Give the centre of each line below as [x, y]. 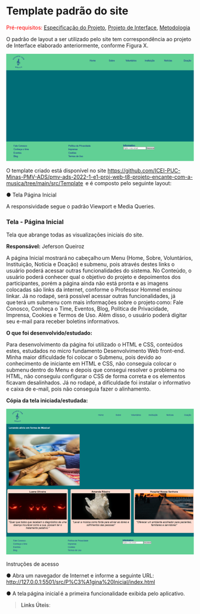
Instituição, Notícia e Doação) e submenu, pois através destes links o [90, 265]
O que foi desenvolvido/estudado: [49, 333]
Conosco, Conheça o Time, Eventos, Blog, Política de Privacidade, [87, 309]
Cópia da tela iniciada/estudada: [47, 401]
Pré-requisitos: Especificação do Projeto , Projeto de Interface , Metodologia [98, 27]
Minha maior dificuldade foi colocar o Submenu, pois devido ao [84, 357]
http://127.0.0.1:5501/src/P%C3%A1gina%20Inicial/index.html [81, 582]
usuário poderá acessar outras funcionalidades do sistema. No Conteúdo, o [99, 271]
